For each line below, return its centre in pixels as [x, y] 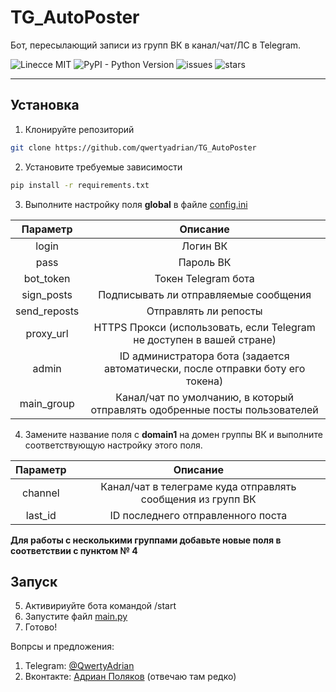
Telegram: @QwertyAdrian [79, 666]
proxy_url [47, 333]
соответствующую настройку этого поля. [113, 445]
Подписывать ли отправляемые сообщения [205, 294]
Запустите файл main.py [76, 617]
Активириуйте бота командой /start [100, 606]
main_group [47, 403]
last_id [41, 515]
